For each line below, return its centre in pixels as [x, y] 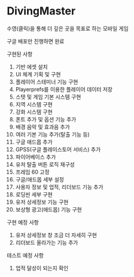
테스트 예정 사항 [25, 255]
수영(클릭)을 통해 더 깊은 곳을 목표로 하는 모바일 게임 [68, 28]
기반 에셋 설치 [31, 67]
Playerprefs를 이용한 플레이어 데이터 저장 [64, 89]
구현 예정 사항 [23, 222]
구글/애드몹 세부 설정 [40, 179]
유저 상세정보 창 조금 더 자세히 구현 [56, 235]
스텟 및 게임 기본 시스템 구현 [48, 97]
